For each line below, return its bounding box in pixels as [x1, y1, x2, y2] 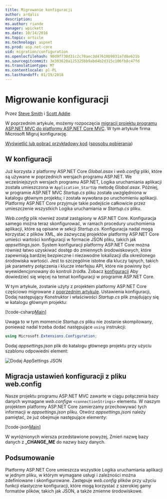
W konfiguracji [5, 155, 52, 163]
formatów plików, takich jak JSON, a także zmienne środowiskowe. [5, 488, 143, 494]
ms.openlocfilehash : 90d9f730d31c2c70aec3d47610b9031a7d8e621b [5, 53, 140, 59]
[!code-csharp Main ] [5, 308, 46, 315]
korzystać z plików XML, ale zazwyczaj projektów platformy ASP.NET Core [5, 231, 159, 237]
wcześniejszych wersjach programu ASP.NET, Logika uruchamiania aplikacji [5, 178, 162, 185]
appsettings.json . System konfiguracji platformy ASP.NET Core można [5, 241, 150, 247]
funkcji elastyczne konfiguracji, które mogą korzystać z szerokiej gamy [5, 483, 151, 489]
